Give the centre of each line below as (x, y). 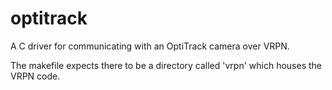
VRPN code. (35, 76)
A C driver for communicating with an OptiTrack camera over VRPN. (150, 46)
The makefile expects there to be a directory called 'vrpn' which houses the (166, 65)
